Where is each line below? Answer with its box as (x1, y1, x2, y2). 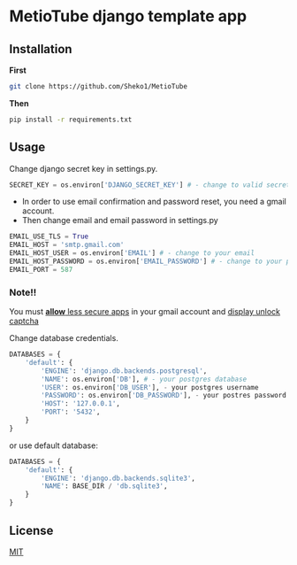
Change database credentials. (9, 333, 119, 344)
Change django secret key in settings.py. (9, 163, 158, 174)
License (9, 522, 54, 538)
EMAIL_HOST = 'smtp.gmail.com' (9, 241, 125, 250)
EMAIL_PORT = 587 (9, 265, 73, 274)
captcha (9, 316, 40, 327)
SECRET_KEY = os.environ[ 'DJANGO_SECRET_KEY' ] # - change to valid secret (9, 180, 291, 190)
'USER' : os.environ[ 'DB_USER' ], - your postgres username (41, 383, 259, 391)
